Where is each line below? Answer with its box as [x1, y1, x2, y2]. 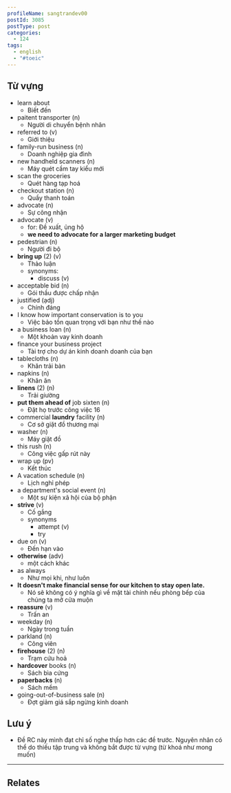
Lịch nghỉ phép [27, 479, 70, 487]
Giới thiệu [27, 135, 55, 143]
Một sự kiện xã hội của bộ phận [27, 493, 117, 501]
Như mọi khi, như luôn [27, 574, 90, 582]
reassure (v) [16, 602, 53, 611]
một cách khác [27, 558, 70, 567]
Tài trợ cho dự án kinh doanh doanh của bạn [27, 347, 153, 355]
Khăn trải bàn [27, 362, 66, 370]
